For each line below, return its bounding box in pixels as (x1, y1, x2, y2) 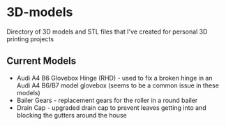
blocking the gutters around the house (16, 111, 127, 119)
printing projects (6, 34, 54, 43)
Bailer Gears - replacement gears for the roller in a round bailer (16, 96, 198, 104)
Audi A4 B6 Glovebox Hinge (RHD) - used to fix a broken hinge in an (16, 73, 213, 82)
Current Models (6, 55, 77, 67)
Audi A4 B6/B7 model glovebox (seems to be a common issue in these (16, 81, 219, 90)
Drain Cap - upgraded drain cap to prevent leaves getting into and (16, 103, 206, 112)
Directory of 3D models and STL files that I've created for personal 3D (6, 27, 208, 36)
